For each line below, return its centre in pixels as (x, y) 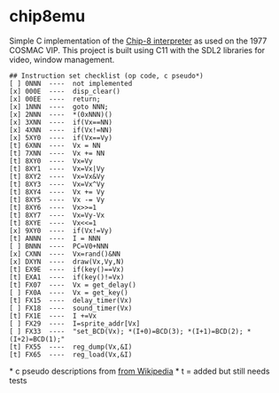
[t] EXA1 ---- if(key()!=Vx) (67, 277)
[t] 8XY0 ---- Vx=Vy (51, 161)
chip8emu (47, 16)
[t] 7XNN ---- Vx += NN (57, 153)
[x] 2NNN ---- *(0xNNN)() (61, 114)
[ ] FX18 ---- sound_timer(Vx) (71, 308)
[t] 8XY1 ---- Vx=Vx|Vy (57, 169)
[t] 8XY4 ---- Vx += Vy (57, 192)
